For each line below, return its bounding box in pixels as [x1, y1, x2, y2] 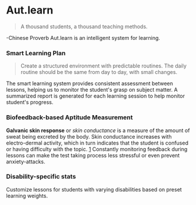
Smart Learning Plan [6, 49, 66, 57]
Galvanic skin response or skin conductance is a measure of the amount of [6, 127, 190, 134]
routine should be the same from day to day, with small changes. [20, 69, 178, 76]
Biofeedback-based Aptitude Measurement [6, 113, 134, 122]
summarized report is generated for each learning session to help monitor [6, 92, 185, 100]
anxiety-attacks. [6, 158, 45, 165]
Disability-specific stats [6, 173, 77, 181]
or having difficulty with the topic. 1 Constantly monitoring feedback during [6, 145, 188, 153]
